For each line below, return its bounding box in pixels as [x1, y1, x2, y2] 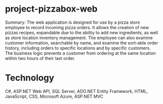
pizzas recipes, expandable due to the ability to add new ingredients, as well [5, 30, 158, 35]
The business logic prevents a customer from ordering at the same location [5, 50, 156, 56]
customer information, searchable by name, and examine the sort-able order [5, 40, 158, 45]
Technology [5, 73, 54, 83]
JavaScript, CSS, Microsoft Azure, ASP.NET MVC [5, 93, 104, 99]
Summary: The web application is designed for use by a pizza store [5, 19, 140, 25]
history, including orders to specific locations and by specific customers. [5, 45, 151, 51]
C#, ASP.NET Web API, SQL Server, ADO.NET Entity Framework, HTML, [5, 88, 148, 94]
